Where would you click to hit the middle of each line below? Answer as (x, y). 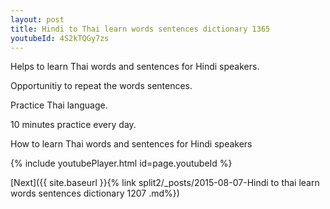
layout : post (37, 19)
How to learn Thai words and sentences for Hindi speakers (131, 144)
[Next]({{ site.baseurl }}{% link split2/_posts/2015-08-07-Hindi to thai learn (165, 183)
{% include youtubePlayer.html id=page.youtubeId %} (121, 163)
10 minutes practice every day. (73, 125)
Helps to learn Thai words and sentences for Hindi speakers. (135, 67)
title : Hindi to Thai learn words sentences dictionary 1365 (140, 29)
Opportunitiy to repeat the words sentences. (101, 86)
